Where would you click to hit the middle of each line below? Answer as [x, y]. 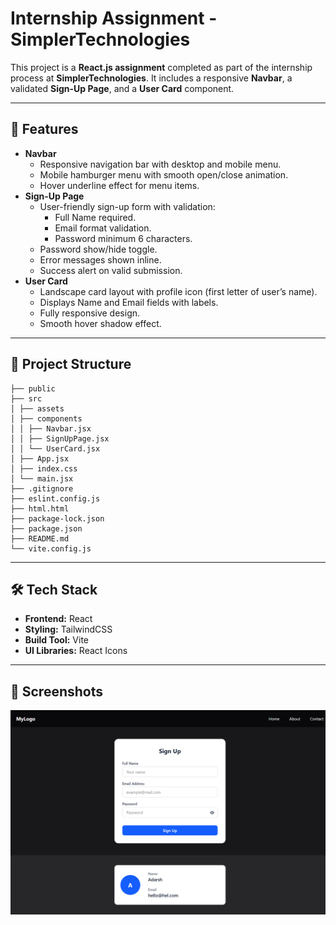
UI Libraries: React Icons [76, 651]
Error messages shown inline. [100, 259]
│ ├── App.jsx [40, 458]
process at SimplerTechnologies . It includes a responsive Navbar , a [151, 78]
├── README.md [40, 538]
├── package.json [46, 528]
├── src [26, 398]
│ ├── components [46, 418]
